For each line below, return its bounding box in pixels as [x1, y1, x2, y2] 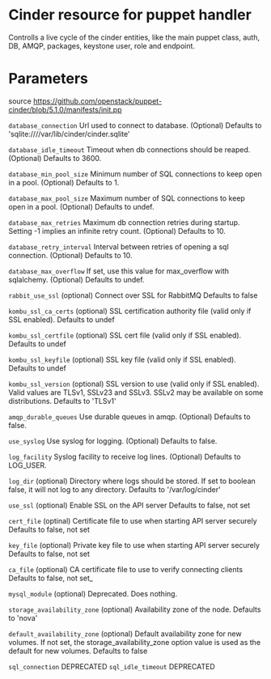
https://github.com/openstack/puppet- [33, 95, 163, 106]
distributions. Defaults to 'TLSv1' [8, 396, 116, 405]
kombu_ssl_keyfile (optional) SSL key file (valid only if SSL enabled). [8, 354, 236, 364]
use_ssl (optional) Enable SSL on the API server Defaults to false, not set [8, 500, 251, 510]
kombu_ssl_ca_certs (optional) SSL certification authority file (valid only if [8, 306, 252, 316]
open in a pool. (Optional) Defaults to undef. [8, 202, 155, 211]
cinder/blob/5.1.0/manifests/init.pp [8, 104, 123, 114]
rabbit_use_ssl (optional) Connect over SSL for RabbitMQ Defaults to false [8, 290, 258, 300]
